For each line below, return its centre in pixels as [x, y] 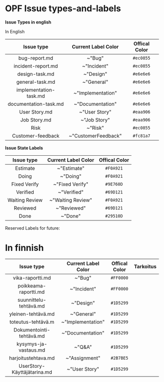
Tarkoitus [145, 266]
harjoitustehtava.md [32, 358]
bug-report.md [36, 58]
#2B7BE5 [119, 358]
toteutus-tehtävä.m [32, 322]
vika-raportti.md [32, 278]
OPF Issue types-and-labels [63, 9]
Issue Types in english [28, 22]
